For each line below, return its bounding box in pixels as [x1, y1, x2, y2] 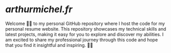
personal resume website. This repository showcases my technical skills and [5, 25, 166, 32]
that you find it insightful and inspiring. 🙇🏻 [5, 42, 93, 48]
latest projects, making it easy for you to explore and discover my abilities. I [5, 31, 164, 37]
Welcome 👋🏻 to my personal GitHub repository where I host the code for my [5, 20, 165, 26]
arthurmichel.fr [5, 4, 72, 15]
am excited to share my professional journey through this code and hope [5, 37, 158, 43]
